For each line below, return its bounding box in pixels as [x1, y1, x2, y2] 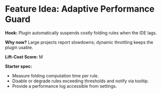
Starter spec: [5, 63, 32, 69]
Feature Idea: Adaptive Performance [5, 3, 155, 15]
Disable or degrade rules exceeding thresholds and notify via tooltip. [12, 78, 149, 84]
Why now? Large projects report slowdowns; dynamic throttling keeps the [5, 39, 154, 45]
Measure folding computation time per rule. [12, 73, 99, 78]
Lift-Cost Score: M [5, 54, 43, 59]
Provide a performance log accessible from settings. [12, 83, 117, 89]
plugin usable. [5, 44, 33, 50]
